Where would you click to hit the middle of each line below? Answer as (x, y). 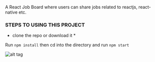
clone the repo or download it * (44, 36)
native (11, 12)
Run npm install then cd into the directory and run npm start (67, 45)
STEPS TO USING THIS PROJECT (45, 25)
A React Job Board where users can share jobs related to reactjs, (71, 7)
